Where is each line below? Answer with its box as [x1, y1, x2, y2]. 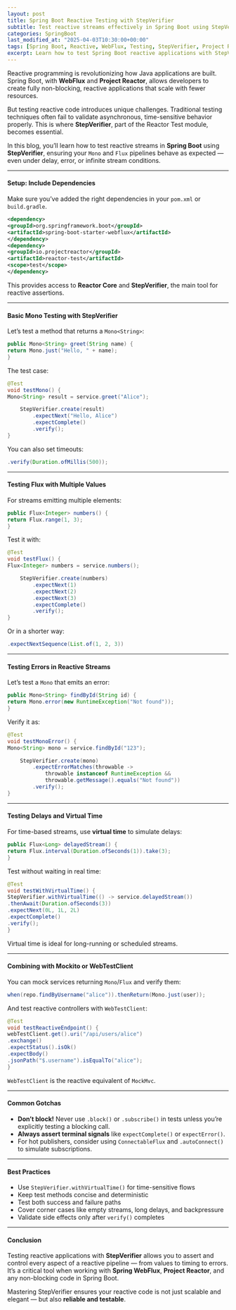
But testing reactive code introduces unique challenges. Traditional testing [7, 105, 223, 114]
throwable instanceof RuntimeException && [44, 770, 171, 778]
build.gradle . [7, 202, 47, 211]
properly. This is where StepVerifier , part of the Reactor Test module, [7, 120, 209, 128]
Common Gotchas [7, 1099, 62, 1108]
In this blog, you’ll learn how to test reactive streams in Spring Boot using [7, 141, 220, 149]
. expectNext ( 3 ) [32, 594, 77, 601]
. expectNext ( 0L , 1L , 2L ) [7, 907, 80, 914]
